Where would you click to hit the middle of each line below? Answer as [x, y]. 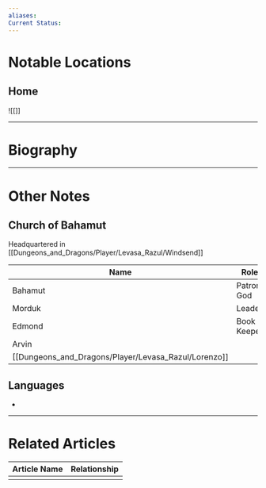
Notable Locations [70, 62]
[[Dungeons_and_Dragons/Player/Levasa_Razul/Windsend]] [106, 253]
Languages [36, 385]
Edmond [28, 326]
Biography [43, 150]
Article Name [38, 469]
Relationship [95, 469]
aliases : [23, 15]
